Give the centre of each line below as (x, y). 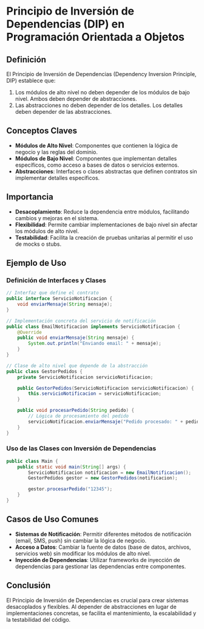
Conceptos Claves (42, 131)
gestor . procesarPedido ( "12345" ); (70, 489)
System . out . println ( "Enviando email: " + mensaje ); (95, 344)
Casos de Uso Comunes (53, 519)
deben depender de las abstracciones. (63, 112)
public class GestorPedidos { (45, 371)
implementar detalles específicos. (57, 178)
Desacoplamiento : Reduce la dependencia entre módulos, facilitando (102, 212)
